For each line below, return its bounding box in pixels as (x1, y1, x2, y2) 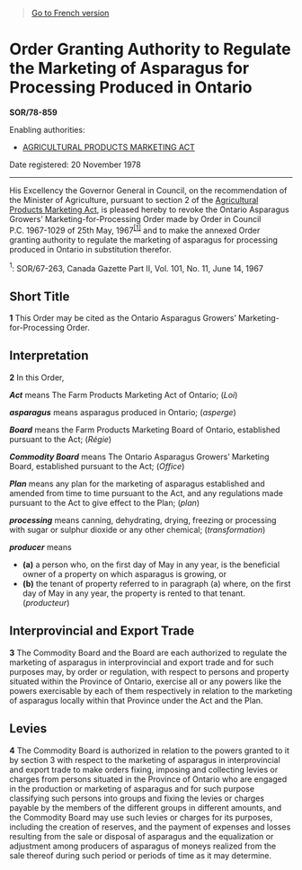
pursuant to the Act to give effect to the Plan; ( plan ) (9, 497, 200, 508)
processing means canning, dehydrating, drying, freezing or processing (9, 514, 277, 525)
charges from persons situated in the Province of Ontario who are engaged (9, 773, 288, 785)
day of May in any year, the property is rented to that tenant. (22, 588, 245, 599)
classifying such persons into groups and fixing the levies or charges (9, 793, 265, 803)
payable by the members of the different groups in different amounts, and (9, 802, 282, 812)
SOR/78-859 (9, 107, 58, 118)
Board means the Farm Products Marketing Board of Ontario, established (9, 424, 280, 435)
